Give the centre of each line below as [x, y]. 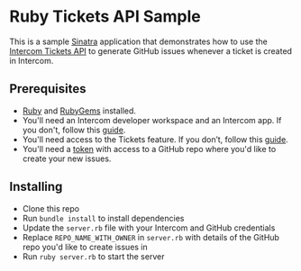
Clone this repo [50, 208]
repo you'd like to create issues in [85, 247]
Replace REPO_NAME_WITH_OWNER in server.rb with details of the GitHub [150, 237]
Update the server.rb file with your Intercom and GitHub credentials [149, 228]
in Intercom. [32, 60]
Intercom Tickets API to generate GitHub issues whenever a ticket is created [151, 50]
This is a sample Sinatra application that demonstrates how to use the [138, 41]
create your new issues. [67, 158]
